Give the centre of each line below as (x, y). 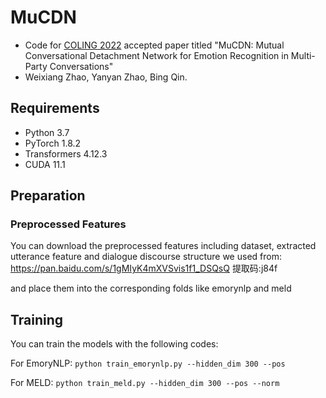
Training (37, 319)
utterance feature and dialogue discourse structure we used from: (146, 257)
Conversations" (81, 66)
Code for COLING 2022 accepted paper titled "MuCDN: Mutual (154, 45)
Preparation (48, 196)
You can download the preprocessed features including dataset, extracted (163, 246)
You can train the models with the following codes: (114, 344)
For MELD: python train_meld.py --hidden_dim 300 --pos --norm (145, 383)
